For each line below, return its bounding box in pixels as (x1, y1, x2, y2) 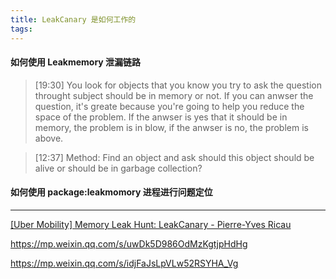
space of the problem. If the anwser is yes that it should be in (34, 111, 288, 123)
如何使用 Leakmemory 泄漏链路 (10, 56, 142, 68)
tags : (10, 24, 33, 34)
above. (34, 132, 64, 144)
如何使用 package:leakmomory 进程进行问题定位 (10, 186, 213, 198)
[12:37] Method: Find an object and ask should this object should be (34, 151, 315, 163)
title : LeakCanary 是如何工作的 (10, 14, 137, 25)
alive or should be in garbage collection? (34, 162, 203, 174)
